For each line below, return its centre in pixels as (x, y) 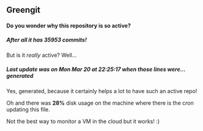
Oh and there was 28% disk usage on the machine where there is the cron (100, 103)
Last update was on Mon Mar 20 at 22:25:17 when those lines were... (96, 69)
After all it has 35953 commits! (47, 40)
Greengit (24, 10)
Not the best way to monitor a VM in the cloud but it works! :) (83, 121)
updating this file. (28, 109)
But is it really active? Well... (42, 55)
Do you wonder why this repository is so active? (69, 25)
